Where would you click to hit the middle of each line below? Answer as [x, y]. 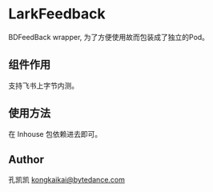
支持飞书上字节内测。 [43, 86]
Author [26, 160]
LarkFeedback [57, 14]
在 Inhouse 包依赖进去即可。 [55, 134]
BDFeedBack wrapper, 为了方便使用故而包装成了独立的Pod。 [109, 37]
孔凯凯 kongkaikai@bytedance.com [67, 180]
